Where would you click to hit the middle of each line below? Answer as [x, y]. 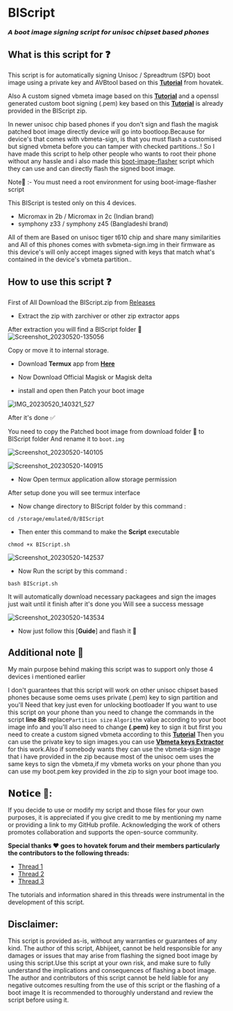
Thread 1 [31, 866]
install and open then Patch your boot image [81, 390]
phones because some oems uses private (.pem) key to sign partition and [113, 697]
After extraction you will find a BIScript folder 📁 [75, 329]
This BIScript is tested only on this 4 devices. [72, 202]
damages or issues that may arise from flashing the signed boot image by [113, 955]
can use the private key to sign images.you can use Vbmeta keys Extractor [116, 742]
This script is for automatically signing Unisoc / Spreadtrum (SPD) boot [109, 75]
